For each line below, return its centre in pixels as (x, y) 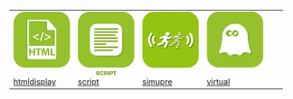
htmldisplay (35, 82)
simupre (158, 81)
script (89, 82)
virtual (218, 82)
